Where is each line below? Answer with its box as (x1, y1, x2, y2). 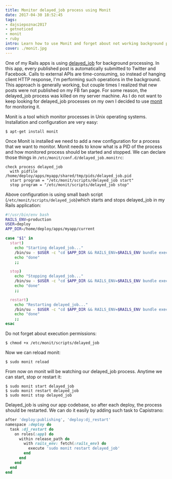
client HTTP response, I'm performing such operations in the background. (5, 76, 161, 82)
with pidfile (10, 169, 38, 174)
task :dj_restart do (10, 427, 54, 432)
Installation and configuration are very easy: (5, 119, 98, 125)
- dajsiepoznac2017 (5, 22, 47, 27)
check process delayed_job (5, 164, 63, 170)
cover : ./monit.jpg (5, 46, 47, 51)
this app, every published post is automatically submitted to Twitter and (5, 65, 156, 71)
